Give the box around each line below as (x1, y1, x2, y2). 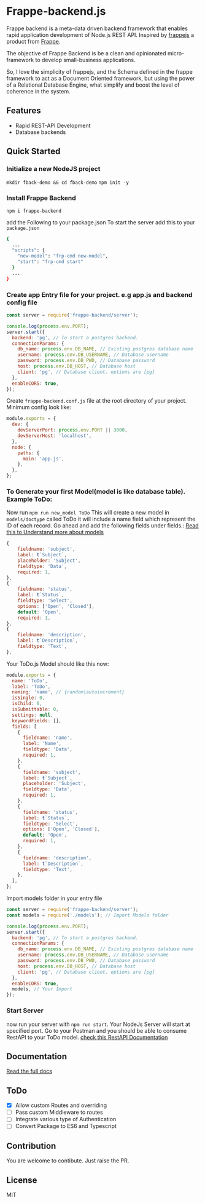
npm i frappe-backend (6, 208, 62, 214)
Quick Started (6, 146, 61, 157)
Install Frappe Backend (6, 194, 77, 202)
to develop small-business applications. (35, 56, 136, 63)
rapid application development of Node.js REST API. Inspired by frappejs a (6, 31, 195, 38)
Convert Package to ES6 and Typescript (15, 1122, 117, 1130)
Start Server (6, 1006, 44, 1015)
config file (6, 298, 38, 307)
